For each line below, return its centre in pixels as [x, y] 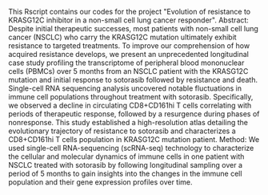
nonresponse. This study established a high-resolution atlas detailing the [128, 122]
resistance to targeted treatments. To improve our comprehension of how [129, 46]
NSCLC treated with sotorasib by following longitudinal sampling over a [125, 165]
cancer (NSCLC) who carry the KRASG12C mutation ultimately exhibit [123, 37]
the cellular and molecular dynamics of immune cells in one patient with [126, 156]
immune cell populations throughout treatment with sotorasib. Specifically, [131, 97]
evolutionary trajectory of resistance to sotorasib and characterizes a [122, 131]
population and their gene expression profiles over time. [101, 182]
